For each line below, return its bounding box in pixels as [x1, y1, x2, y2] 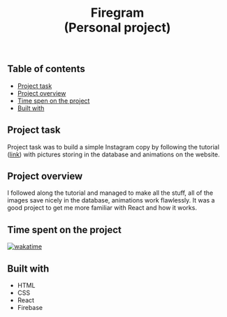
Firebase [17, 304, 43, 311]
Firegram [90, 5, 145, 21]
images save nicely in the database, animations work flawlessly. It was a [7, 196, 215, 205]
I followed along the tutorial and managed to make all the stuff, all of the [7, 189, 214, 197]
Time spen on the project [17, 96, 90, 105]
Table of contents [7, 63, 85, 75]
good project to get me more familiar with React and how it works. [7, 204, 198, 212]
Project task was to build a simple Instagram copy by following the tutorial [7, 142, 220, 151]
